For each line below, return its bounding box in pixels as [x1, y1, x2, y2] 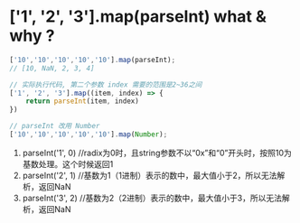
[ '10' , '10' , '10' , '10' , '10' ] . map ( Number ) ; [9, 130, 168, 139]
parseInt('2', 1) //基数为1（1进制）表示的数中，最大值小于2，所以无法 [22, 170, 277, 181]
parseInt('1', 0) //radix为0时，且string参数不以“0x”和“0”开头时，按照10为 [22, 147, 292, 158]
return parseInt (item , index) [25, 97, 140, 106]
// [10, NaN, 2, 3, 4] [9, 63, 95, 73]
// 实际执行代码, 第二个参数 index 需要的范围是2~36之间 [9, 79, 202, 89]
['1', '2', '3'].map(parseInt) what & [9, 6, 267, 27]
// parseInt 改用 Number [9, 122, 100, 131]
